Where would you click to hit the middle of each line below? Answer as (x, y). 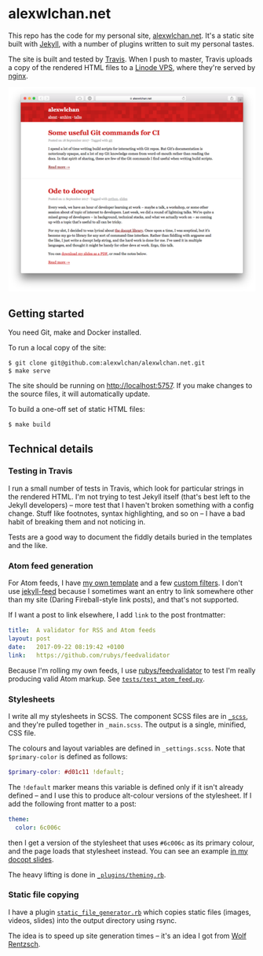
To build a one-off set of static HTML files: (77, 409)
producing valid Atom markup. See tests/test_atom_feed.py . (107, 679)
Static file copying (44, 895)
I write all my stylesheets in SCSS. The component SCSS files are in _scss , (128, 716)
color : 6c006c (38, 828)
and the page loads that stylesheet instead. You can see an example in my (128, 850)
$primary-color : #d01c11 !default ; (66, 772)
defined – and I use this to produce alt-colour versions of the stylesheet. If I (130, 795)
